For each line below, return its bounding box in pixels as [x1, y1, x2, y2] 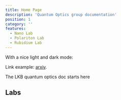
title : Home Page [5, 7, 42, 13]
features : [5, 26, 26, 31]
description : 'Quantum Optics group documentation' [5, 12, 117, 17]
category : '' [5, 21, 33, 27]
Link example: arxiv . [5, 64, 47, 70]
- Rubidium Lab [10, 40, 42, 45]
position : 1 [5, 17, 31, 22]
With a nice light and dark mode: [5, 54, 74, 60]
